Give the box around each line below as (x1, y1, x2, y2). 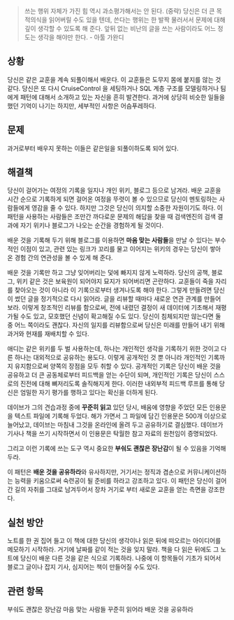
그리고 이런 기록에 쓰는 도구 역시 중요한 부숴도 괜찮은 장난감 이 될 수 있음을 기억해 (7, 444, 226, 453)
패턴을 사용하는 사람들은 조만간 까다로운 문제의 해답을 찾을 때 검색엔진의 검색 (7, 213, 217, 221)
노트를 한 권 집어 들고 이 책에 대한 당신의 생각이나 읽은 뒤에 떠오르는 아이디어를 (7, 537, 221, 545)
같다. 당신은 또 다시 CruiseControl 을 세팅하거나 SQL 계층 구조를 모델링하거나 (7, 84, 219, 92)
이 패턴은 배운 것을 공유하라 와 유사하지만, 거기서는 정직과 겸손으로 (7, 468, 186, 477)
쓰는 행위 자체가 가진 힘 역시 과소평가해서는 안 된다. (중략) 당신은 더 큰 (24, 7, 215, 15)
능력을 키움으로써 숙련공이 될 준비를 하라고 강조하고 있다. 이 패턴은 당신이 (14, 477, 214, 485)
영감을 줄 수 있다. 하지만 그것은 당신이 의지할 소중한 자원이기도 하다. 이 (31, 204, 224, 212)
